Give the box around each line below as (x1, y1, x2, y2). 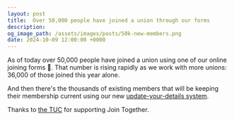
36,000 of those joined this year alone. (7, 71, 120, 79)
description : (7, 23, 46, 30)
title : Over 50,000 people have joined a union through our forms (7, 17, 211, 24)
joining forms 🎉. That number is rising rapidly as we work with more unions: (7, 63, 228, 72)
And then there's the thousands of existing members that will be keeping (7, 84, 219, 93)
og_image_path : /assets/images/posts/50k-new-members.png (7, 30, 182, 37)
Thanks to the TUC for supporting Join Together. (7, 106, 150, 114)
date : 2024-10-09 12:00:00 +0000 (7, 37, 106, 44)
